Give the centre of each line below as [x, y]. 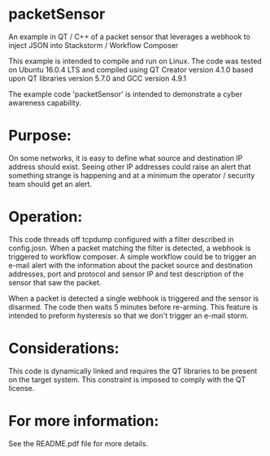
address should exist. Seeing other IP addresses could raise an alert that [130, 167]
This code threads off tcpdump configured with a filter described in [121, 239]
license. [22, 388]
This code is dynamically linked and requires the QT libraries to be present [133, 371]
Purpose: [40, 136]
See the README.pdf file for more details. [78, 443]
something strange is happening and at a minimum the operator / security [132, 175]
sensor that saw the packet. [55, 282]
